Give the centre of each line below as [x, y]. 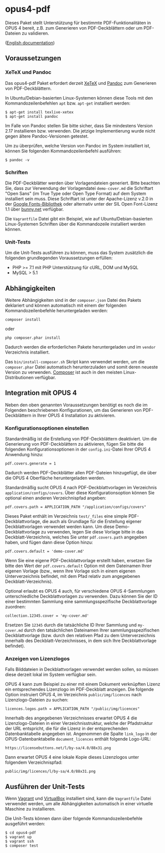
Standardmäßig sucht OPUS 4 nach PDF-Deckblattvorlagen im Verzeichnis [81, 488]
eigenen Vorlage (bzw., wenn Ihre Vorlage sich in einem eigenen [70, 571]
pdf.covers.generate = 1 [31, 464]
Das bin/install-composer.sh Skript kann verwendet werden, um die [75, 362]
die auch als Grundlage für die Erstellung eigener [92, 522]
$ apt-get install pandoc [32, 116]
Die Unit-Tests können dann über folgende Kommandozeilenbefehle [74, 818]
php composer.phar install [33, 338]
